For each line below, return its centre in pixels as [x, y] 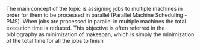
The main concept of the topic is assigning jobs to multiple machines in [94, 9]
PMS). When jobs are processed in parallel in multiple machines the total [96, 21]
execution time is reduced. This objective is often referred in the [86, 28]
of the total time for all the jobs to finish [55, 41]
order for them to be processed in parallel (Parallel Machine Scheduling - [97, 15]
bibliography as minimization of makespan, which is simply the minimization [100, 34]
